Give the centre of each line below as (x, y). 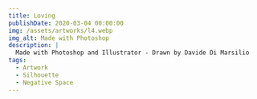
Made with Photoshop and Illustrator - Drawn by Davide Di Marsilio (133, 53)
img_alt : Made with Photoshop (59, 38)
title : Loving (32, 16)
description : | (34, 46)
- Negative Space (45, 82)
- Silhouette (37, 75)
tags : (17, 61)
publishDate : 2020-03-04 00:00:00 (66, 23)
